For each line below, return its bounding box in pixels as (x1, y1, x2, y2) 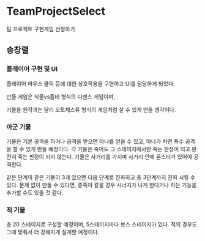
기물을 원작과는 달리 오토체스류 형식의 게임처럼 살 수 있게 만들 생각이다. (6, 106, 176, 113)
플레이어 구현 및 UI (6, 65, 58, 73)
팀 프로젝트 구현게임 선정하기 (6, 25, 75, 32)
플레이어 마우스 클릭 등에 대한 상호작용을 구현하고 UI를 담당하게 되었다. (6, 80, 176, 87)
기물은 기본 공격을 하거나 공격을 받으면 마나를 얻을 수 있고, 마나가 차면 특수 (6, 138, 184, 145)
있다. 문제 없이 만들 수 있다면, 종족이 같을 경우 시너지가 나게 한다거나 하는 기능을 (6, 181, 197, 188)
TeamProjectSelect (6, 4, 106, 18)
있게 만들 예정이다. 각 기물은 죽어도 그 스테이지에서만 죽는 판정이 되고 (25, 145, 191, 152)
